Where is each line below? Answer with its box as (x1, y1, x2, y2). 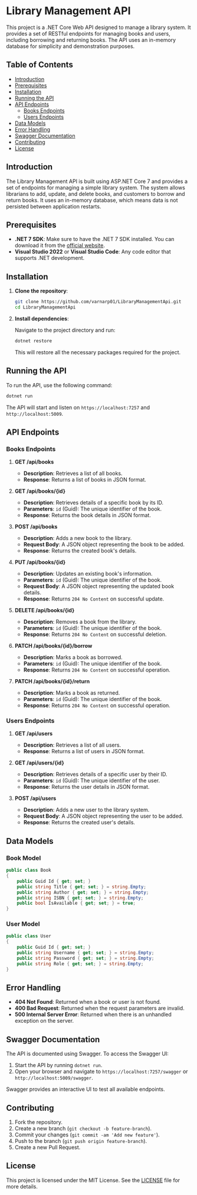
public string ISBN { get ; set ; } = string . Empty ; (17, 895, 144, 901)
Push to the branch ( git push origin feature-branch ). (14, 1138, 147, 1145)
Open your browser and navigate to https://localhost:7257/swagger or (14, 1068, 188, 1075)
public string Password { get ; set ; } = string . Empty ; (17, 955, 155, 961)
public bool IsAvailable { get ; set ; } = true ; (17, 900, 136, 907)
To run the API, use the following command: (6, 381, 113, 388)
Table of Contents (6, 60, 74, 70)
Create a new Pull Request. (14, 1144, 81, 1151)
